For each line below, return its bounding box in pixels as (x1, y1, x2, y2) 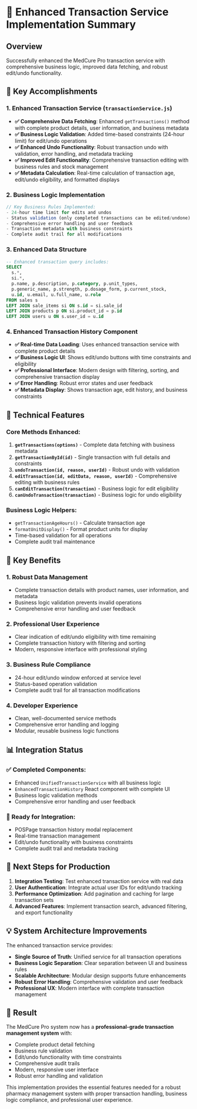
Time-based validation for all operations (14, 532, 112, 539)
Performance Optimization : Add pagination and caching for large (14, 890, 175, 897)
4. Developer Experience (6, 701, 78, 710)
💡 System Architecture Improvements (6, 926, 148, 936)
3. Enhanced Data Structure (6, 245, 87, 254)
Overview (6, 41, 43, 51)
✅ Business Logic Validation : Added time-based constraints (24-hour (14, 130, 185, 137)
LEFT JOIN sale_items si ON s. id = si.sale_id (6, 303, 122, 309)
